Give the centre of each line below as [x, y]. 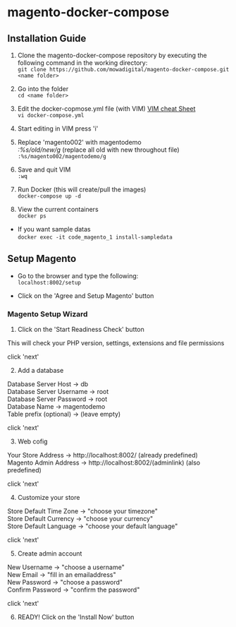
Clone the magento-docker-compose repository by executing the [112, 55]
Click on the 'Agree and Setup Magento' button [86, 295]
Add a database [41, 371]
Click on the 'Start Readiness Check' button [81, 330]
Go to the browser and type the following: [78, 275]
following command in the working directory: [82, 63]
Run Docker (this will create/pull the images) [82, 189]
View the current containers [58, 209]
